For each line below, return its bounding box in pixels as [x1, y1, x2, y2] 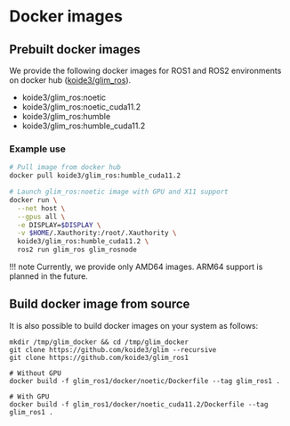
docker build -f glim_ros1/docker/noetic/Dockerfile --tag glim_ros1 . [9, 376, 280, 385]
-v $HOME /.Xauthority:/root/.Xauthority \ [17, 229, 177, 238]
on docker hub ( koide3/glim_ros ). [9, 75, 132, 86]
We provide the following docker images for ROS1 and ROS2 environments [9, 65, 282, 76]
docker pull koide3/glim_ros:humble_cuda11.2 [9, 171, 181, 180]
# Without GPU [9, 368, 62, 378]
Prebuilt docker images [9, 42, 141, 57]
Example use [9, 143, 67, 155]
